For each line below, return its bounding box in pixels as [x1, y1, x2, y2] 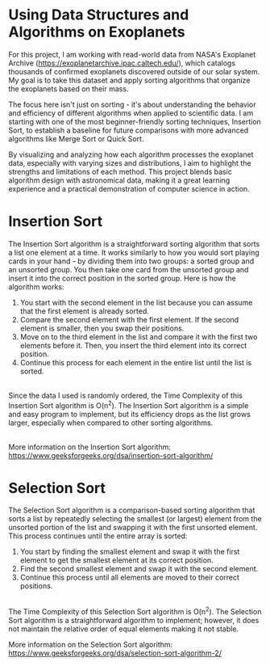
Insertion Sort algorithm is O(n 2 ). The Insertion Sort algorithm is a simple [8, 398, 249, 410]
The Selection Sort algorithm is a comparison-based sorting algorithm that [8, 505, 255, 515]
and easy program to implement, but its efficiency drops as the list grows [8, 409, 251, 419]
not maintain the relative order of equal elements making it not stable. [8, 624, 239, 634]
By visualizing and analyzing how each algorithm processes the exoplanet [8, 150, 254, 159]
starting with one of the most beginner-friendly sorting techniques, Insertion [8, 116, 262, 126]
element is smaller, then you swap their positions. [19, 323, 185, 333]
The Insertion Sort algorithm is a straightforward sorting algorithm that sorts [8, 238, 260, 248]
